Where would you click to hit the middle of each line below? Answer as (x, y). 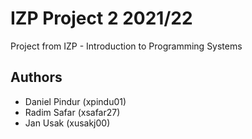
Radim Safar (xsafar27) (72, 112)
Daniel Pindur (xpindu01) (75, 101)
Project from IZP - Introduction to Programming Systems (126, 46)
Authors (36, 77)
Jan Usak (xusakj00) (67, 123)
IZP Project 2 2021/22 (101, 18)
